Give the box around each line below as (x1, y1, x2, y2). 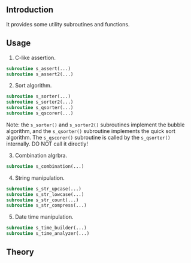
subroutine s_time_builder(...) (6, 225, 87, 231)
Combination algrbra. (14, 152, 68, 159)
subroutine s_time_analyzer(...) (6, 231, 90, 237)
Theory (6, 247, 35, 257)
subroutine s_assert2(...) (6, 71, 74, 77)
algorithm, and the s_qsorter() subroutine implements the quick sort (6, 127, 175, 134)
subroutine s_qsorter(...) (6, 105, 74, 111)
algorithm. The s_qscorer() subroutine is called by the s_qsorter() (6, 134, 171, 141)
